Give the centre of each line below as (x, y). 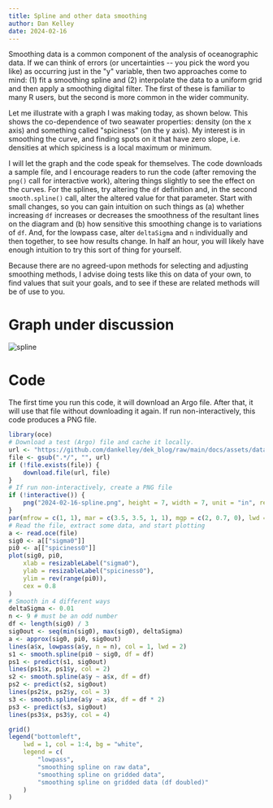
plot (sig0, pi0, (36, 556)
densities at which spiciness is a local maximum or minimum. (110, 148)
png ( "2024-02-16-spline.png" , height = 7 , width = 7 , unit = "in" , (139, 503)
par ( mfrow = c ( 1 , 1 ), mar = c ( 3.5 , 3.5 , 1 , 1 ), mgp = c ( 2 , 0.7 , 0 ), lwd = (138, 518)
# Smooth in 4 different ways (60, 601)
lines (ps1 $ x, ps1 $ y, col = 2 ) (60, 669)
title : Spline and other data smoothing (78, 16)
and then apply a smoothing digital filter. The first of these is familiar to (127, 89)
